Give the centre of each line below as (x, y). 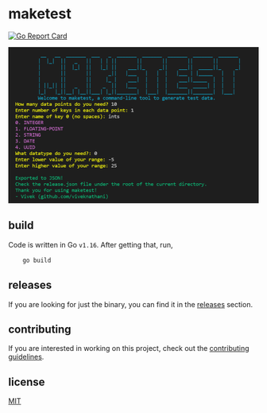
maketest (40, 14)
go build (37, 260)
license (27, 382)
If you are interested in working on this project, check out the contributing (129, 349)
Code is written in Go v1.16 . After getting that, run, (91, 244)
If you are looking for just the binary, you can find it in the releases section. (130, 304)
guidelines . (26, 357)
